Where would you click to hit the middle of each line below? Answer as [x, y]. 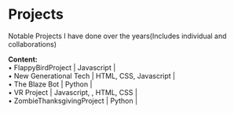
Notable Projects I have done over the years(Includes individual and [117, 36]
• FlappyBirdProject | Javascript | [62, 67]
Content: [23, 59]
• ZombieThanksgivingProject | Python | [73, 101]
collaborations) [33, 44]
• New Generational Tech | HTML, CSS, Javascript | [91, 76]
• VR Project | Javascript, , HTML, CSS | [73, 92]
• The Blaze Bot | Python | [50, 84]
